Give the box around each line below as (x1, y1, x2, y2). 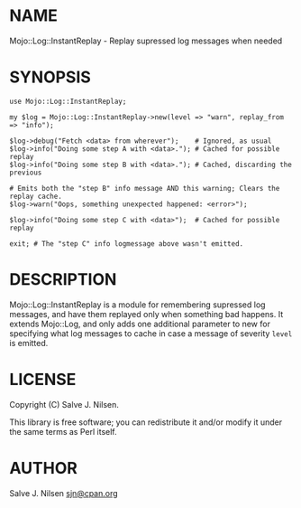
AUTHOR (9, 457, 78, 478)
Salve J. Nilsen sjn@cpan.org (9, 487, 119, 498)
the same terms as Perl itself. (9, 426, 117, 437)
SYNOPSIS (9, 67, 92, 88)
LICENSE (9, 370, 77, 390)
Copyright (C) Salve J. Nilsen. (9, 399, 120, 409)
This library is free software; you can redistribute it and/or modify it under (9, 417, 283, 428)
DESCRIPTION (9, 269, 117, 290)
